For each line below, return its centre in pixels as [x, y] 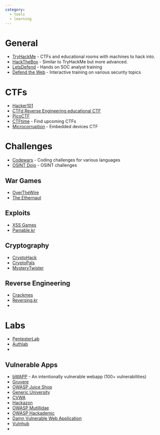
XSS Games [24, 225]
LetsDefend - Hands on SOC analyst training [57, 67]
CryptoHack [24, 257]
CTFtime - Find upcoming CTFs [44, 121]
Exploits [18, 213]
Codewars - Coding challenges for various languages [66, 160]
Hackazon [22, 403]
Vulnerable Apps [31, 365]
